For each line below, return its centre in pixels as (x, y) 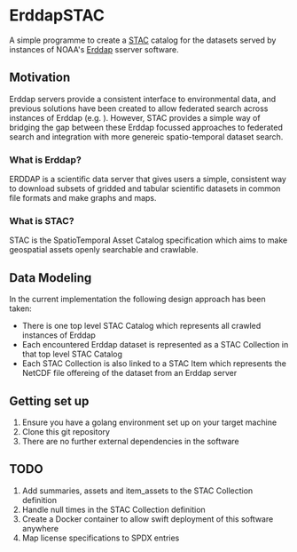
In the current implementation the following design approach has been (137, 300)
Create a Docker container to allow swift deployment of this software (148, 519)
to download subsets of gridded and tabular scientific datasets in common (145, 188)
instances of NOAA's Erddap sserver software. (94, 49)
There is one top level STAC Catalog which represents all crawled (141, 326)
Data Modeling (51, 278)
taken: (21, 308)
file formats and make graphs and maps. (83, 198)
